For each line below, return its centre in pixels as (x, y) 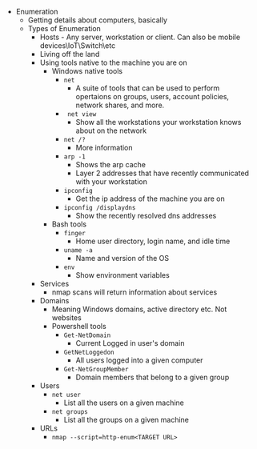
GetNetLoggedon (89, 352)
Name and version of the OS (122, 258)
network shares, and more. (120, 105)
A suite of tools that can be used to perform (148, 88)
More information (104, 148)
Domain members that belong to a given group (153, 377)
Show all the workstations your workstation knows (159, 122)
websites (66, 318)
